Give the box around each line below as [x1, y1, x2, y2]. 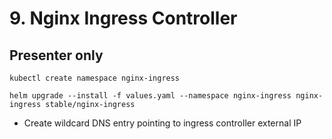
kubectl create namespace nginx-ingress [9, 73, 181, 83]
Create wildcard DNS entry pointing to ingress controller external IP [23, 117, 302, 129]
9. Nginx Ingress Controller [9, 7, 238, 30]
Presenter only [9, 47, 104, 64]
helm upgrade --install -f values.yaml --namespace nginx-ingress [9, 91, 292, 101]
